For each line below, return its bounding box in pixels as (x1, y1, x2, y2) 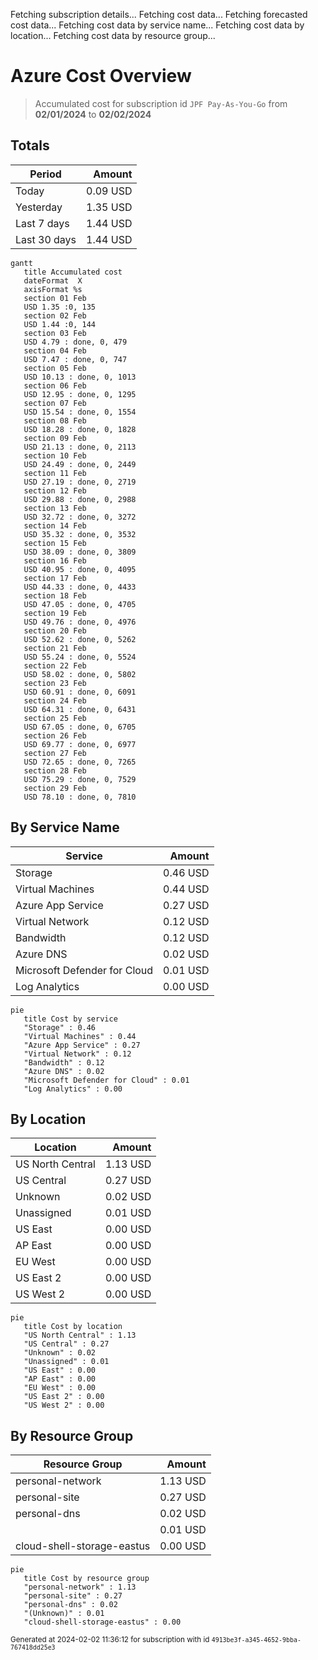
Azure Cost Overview (10, 65, 192, 88)
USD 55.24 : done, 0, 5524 (23, 652, 137, 662)
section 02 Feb (23, 310, 87, 321)
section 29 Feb (23, 783, 87, 793)
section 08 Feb (23, 415, 87, 426)
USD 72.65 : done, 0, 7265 (23, 757, 137, 767)
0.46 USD (163, 865, 210, 879)
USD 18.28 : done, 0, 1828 (23, 424, 137, 434)
